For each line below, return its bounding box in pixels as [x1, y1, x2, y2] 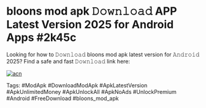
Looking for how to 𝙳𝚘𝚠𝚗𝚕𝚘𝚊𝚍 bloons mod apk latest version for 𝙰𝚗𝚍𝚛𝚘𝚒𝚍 [6, 51, 200, 58]
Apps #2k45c [6, 31, 77, 45]
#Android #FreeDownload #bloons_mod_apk [6, 95, 119, 102]
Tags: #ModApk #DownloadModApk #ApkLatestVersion [6, 81, 148, 89]
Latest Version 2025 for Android [6, 18, 174, 32]
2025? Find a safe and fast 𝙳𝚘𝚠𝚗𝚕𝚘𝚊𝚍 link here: [6, 57, 131, 65]
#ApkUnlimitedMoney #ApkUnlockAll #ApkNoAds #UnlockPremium [6, 88, 177, 95]
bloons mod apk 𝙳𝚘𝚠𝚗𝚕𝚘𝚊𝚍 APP [6, 4, 177, 18]
